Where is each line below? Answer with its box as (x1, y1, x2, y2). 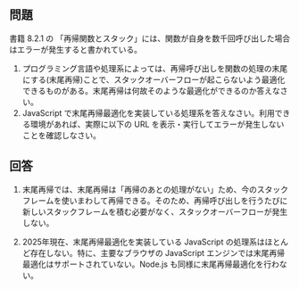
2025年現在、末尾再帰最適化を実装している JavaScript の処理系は (21, 236, 265, 247)
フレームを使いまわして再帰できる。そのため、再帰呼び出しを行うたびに (21, 194, 288, 206)
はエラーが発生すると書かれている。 (9, 44, 143, 54)
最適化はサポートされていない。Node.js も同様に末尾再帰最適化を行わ (21, 259, 279, 269)
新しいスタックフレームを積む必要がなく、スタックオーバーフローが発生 (21, 206, 288, 217)
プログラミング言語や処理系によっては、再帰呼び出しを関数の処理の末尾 (21, 62, 288, 73)
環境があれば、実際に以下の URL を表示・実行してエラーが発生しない (29, 119, 285, 129)
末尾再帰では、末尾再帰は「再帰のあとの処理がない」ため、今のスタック (21, 184, 288, 194)
